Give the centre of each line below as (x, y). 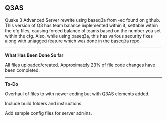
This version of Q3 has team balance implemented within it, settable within (82, 25)
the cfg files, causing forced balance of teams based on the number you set (83, 30)
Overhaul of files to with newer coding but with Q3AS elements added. (77, 94)
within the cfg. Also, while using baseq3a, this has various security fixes (79, 36)
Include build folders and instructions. (44, 103)
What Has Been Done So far (34, 55)
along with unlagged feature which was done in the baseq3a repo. (73, 41)
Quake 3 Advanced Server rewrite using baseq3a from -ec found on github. (83, 20)
